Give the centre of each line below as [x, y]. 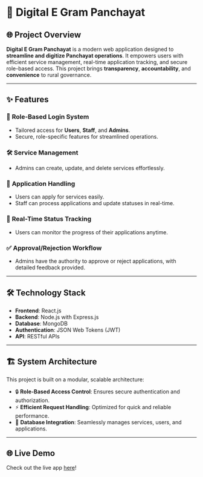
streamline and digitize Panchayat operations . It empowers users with [95, 56]
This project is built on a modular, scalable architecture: [75, 379]
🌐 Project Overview [44, 35]
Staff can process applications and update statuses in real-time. [95, 203]
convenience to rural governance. [49, 75]
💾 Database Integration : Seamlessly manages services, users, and [98, 422]
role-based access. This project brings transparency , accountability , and [99, 68]
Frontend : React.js [38, 311]
